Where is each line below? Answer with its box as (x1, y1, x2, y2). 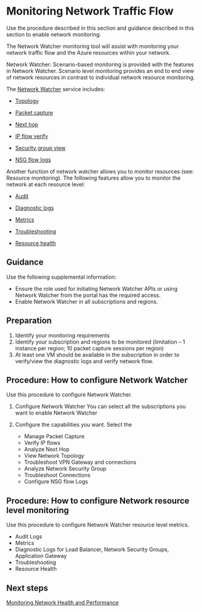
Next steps (6, 583, 48, 593)
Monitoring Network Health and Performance (6, 599, 119, 606)
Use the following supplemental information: (6, 273, 117, 280)
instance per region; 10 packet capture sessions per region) (15, 344, 164, 352)
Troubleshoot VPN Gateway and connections (24, 458, 137, 466)
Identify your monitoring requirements (15, 331, 110, 339)
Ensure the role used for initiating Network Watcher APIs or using (15, 285, 177, 292)
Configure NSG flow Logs (24, 478, 88, 485)
